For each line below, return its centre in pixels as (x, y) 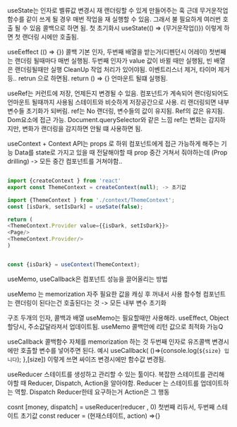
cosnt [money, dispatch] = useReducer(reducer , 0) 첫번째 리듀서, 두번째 (111, 407)
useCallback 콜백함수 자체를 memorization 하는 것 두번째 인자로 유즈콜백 (109, 342)
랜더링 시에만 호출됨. (50, 37)
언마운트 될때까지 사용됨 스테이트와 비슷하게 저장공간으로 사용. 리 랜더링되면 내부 (119, 102)
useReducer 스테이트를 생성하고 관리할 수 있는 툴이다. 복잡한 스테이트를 (107, 374)
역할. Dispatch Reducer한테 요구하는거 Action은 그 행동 (92, 392)
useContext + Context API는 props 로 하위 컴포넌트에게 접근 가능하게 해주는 (114, 144)
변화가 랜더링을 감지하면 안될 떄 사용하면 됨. (83, 128)
